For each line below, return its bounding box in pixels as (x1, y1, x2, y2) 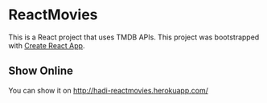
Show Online (8, 64, 74, 78)
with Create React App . (8, 40, 85, 50)
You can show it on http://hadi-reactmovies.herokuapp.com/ (8, 85, 209, 95)
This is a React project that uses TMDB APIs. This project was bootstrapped (8, 32, 260, 42)
